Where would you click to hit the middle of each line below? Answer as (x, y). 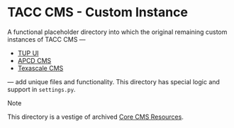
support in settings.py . (41, 89)
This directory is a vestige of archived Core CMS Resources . (96, 117)
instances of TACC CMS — (47, 39)
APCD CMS (34, 60)
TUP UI (28, 53)
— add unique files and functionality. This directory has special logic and (113, 81)
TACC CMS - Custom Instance (97, 12)
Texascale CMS (40, 68)
